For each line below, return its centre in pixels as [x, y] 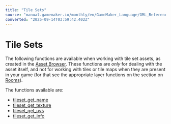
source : [13, 15]
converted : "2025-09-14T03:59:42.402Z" [48, 19]
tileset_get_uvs [28, 111]
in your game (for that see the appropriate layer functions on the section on [84, 75]
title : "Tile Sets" [26, 10]
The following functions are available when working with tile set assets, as [83, 58]
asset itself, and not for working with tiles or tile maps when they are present [85, 70]
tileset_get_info [28, 116]
